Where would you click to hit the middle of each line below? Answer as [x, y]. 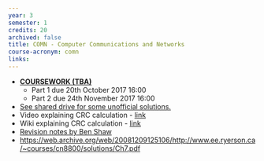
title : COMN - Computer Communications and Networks [97, 45]
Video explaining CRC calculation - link [83, 115]
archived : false [35, 37]
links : [19, 60]
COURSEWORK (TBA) [56, 81]
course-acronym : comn [44, 52]
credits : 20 [28, 30]
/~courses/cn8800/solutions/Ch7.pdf [80, 148]
